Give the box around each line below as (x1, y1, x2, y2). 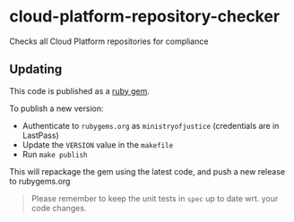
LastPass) (22, 130, 60, 141)
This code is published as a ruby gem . (9, 85, 151, 96)
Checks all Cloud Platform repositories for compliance (9, 36, 209, 47)
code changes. (30, 202, 87, 213)
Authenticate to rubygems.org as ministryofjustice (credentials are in (22, 120, 280, 131)
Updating (9, 62, 63, 77)
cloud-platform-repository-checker (9, 6, 281, 27)
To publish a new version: (9, 103, 104, 114)
